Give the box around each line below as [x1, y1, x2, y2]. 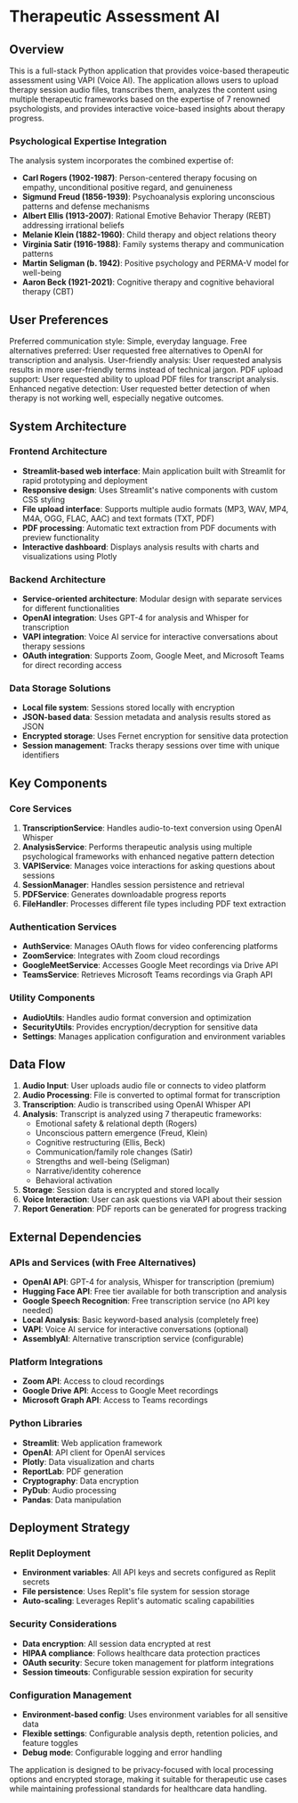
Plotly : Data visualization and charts [21, 1456, 156, 1467]
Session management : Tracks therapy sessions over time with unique [21, 740, 280, 751]
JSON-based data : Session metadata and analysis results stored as [21, 712, 271, 723]
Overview [9, 42, 65, 57]
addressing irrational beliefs [21, 220, 125, 231]
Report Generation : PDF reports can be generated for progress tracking [21, 1203, 287, 1214]
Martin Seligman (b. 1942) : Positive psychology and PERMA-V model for [21, 258, 289, 269]
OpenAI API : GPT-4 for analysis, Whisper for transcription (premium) [21, 1277, 275, 1287]
